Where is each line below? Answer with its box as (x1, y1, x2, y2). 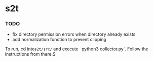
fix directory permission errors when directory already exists (12, 31, 136, 37)
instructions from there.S (5, 51, 56, 57)
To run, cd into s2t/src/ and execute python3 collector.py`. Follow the (5, 46, 149, 52)
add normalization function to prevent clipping (12, 37, 107, 42)
